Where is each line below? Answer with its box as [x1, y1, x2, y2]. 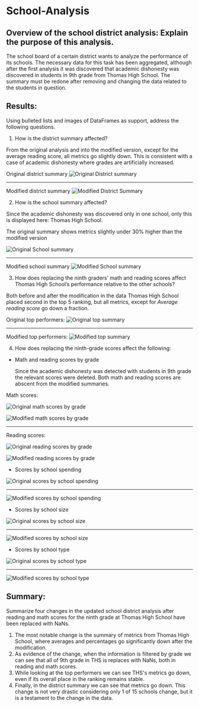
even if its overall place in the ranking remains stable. [14, 675, 145, 682]
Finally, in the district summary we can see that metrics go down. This [14, 682, 185, 689]
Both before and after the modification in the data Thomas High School [6, 292, 179, 299]
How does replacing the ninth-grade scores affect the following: [14, 345, 172, 352]
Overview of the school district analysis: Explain [6, 28, 188, 38]
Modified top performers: [6, 333, 68, 340]
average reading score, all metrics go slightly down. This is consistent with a [6, 152, 192, 159]
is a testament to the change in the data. [14, 694, 114, 701]
